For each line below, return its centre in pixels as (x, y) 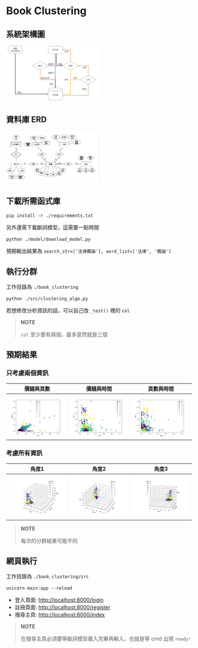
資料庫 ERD (27, 120)
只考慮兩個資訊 (27, 373)
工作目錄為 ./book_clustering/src (48, 577)
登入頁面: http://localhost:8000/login (59, 600)
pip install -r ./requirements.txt (50, 216)
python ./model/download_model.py (49, 240)
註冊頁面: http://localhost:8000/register (62, 607)
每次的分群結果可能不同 (49, 540)
